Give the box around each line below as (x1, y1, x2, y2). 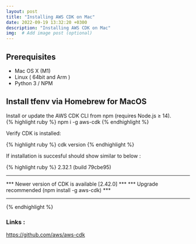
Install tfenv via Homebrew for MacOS (6, 97, 147, 107)
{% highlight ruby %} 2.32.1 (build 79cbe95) (6, 163, 112, 170)
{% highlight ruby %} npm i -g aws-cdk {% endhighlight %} (6, 118, 149, 126)
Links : (6, 218, 25, 226)
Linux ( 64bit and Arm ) (14, 74, 71, 81)
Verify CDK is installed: (6, 130, 61, 137)
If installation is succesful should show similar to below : (6, 152, 141, 159)
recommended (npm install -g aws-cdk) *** (6, 186, 111, 193)
